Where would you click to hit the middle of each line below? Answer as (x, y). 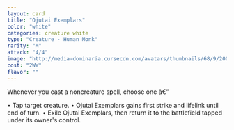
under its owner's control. (44, 120)
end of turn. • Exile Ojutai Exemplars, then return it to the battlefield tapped (115, 113)
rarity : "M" (24, 46)
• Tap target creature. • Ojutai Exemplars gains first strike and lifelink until (113, 105)
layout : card (26, 14)
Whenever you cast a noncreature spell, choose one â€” (88, 92)
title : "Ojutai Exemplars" (46, 20)
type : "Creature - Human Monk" (53, 40)
